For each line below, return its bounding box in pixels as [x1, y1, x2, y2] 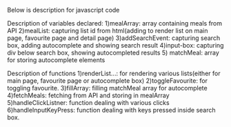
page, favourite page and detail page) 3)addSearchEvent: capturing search [7, 34, 221, 42]
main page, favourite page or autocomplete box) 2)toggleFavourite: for [7, 77, 208, 85]
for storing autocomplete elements [7, 56, 106, 64]
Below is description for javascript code [7, 6, 120, 14]
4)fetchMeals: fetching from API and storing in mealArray [7, 91, 170, 99]
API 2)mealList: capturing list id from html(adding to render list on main [7, 27, 208, 35]
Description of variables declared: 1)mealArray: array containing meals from [7, 19, 223, 27]
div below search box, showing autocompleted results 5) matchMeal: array [7, 48, 219, 57]
